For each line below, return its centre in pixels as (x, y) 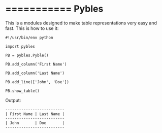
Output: (13, 100)
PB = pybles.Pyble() (27, 55)
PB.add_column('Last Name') (35, 73)
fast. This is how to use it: (32, 28)
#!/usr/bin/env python (29, 38)
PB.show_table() (22, 91)
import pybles (20, 46)
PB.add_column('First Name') (36, 64)
